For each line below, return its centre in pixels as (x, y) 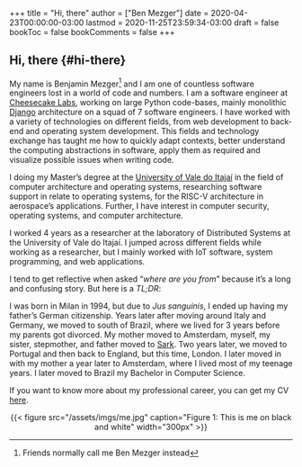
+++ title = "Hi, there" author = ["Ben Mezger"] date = (109, 13)
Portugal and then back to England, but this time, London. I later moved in (145, 354)
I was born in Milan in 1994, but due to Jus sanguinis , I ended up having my (149, 306)
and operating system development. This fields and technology (142, 131)
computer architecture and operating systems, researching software (136, 187)
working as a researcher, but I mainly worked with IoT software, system (141, 252)
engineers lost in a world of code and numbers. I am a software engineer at (149, 93)
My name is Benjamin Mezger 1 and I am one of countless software (132, 83)
